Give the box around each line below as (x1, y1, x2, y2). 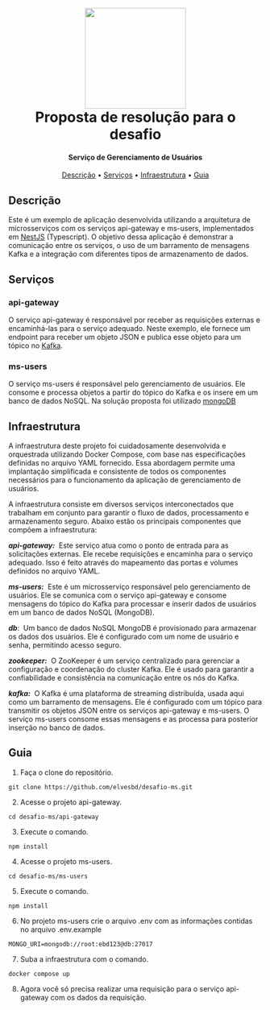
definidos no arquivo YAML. (8, 566, 101, 576)
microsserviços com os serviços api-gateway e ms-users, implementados (8, 224, 254, 234)
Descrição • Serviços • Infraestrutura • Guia (61, 170, 210, 180)
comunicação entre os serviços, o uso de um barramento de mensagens (8, 241, 250, 250)
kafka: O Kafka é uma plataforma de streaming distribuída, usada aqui (8, 689, 244, 698)
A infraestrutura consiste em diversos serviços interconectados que (8, 499, 234, 509)
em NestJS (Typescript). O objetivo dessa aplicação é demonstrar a (8, 232, 234, 242)
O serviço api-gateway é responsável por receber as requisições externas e (8, 315, 260, 325)
